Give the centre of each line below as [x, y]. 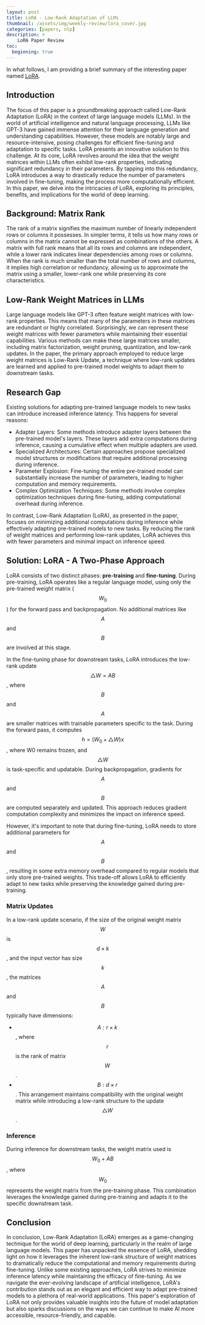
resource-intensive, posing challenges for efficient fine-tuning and [90, 142]
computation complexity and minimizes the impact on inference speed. [96, 814]
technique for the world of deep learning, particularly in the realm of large [99, 1244]
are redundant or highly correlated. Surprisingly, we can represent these [97, 328]
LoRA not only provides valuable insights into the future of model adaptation [102, 1302]
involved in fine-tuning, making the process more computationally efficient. [101, 181]
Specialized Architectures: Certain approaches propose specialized [100, 451]
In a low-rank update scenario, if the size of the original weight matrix [94, 919]
